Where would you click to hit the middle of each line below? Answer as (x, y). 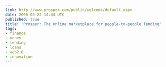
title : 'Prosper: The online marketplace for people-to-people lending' (84, 24)
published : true (22, 19)
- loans (13, 47)
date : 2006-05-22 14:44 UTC (35, 15)
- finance (16, 33)
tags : (11, 29)
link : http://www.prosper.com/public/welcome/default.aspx (69, 10)
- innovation (19, 57)
